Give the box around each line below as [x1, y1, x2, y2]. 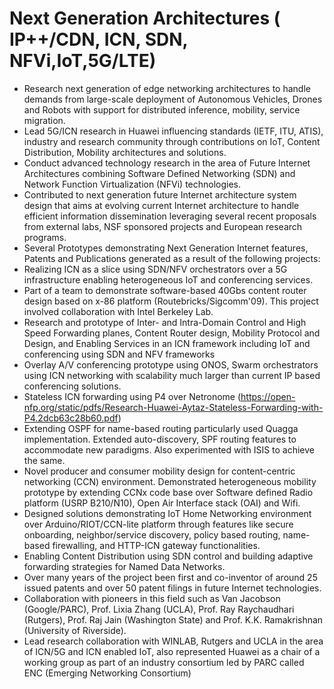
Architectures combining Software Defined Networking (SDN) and [23, 167, 296, 179]
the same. [23, 454, 66, 466]
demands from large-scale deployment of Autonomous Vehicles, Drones [23, 93, 323, 105]
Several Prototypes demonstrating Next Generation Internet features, [23, 242, 309, 254]
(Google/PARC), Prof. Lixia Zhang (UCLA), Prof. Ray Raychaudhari [23, 603, 295, 615]
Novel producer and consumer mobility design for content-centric [23, 465, 296, 477]
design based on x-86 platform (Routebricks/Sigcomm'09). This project [23, 295, 319, 307]
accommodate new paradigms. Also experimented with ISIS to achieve [23, 443, 316, 456]
